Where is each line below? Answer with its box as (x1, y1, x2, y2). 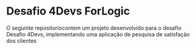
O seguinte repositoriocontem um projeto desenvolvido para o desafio (6, 24, 182, 31)
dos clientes (6, 37, 37, 44)
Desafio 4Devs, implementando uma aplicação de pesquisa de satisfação (6, 30, 190, 38)
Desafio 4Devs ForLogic (6, 4, 130, 18)
